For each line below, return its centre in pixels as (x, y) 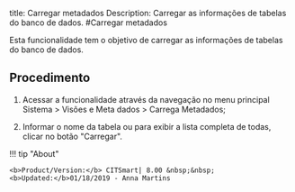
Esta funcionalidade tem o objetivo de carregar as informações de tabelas (146, 40)
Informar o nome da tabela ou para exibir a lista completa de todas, (147, 126)
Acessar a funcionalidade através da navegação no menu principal (146, 99)
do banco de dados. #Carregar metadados (89, 23)
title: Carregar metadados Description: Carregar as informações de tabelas (148, 13)
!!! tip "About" (34, 153)
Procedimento (50, 78)
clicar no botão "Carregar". (72, 136)
